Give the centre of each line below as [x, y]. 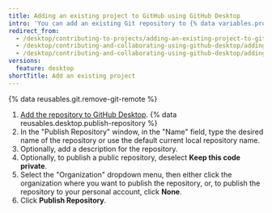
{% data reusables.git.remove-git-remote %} [83, 98]
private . [33, 165]
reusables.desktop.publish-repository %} [89, 123]
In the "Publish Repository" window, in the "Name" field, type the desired [142, 132]
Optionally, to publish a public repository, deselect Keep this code [130, 157]
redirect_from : [34, 31]
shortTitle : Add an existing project [72, 76]
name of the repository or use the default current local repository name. [140, 140]
